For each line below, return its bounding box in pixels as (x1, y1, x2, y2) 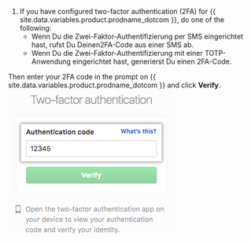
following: (19, 24, 52, 32)
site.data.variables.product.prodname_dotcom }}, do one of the (19, 15, 225, 24)
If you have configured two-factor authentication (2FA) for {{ (19, 7, 216, 16)
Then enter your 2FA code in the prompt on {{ (8, 72, 157, 81)
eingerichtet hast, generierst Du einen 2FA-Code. (72, 57, 232, 66)
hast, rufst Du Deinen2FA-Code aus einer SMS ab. (31, 40, 194, 50)
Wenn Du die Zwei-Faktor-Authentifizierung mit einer (31, 49, 203, 57)
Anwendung (31, 57, 71, 66)
